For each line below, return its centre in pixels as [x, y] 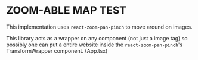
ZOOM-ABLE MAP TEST [66, 10]
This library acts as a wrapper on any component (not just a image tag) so [97, 38]
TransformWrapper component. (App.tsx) [57, 50]
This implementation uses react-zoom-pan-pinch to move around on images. [99, 27]
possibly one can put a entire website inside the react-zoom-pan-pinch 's [95, 45]
